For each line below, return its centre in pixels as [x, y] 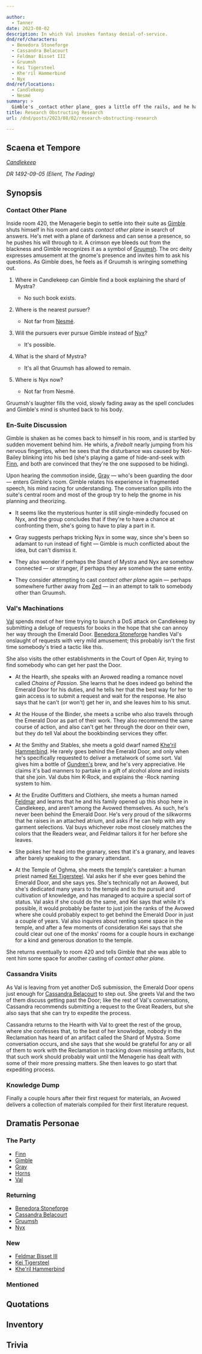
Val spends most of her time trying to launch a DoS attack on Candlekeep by [101, 621]
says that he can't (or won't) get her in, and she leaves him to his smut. [103, 703]
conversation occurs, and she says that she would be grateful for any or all [99, 1043]
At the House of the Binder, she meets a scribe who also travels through [104, 714]
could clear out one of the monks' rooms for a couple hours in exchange [104, 934]
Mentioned [23, 1285]
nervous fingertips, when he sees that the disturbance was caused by [93, 451]
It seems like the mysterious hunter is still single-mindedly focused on [101, 513]
